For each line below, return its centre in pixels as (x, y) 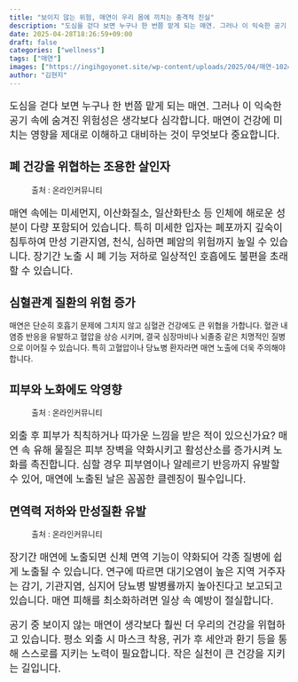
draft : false (33, 42)
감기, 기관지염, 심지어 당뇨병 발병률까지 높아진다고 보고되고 (152, 586)
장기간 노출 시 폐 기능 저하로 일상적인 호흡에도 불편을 (150, 256)
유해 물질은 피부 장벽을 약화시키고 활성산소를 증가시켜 (152, 451)
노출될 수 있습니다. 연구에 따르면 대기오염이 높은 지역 (138, 572)
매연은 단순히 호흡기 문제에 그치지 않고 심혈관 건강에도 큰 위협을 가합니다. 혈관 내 (149, 326)
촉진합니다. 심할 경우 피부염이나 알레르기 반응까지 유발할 (155, 465)
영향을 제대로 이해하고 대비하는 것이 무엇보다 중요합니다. (155, 135)
